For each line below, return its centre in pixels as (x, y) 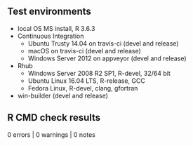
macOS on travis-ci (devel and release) (85, 51)
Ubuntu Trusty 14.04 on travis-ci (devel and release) (103, 43)
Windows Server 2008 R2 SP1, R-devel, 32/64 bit (99, 73)
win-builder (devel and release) (63, 95)
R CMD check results (54, 118)
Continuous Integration (51, 36)
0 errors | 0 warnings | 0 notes (52, 134)
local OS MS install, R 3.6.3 (56, 28)
